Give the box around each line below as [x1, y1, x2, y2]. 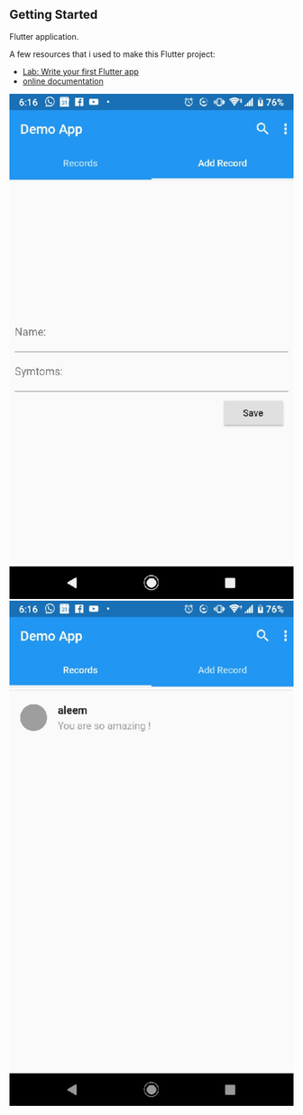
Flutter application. [9, 31, 79, 41]
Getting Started [9, 7, 98, 23]
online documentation [22, 76, 104, 87]
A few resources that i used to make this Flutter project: [9, 49, 216, 60]
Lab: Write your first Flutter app [22, 66, 140, 77]
